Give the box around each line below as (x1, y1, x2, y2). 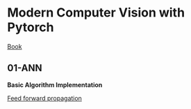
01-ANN (7, 62, 43, 74)
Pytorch (7, 19, 54, 35)
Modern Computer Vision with (7, 5, 185, 21)
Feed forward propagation (7, 94, 82, 102)
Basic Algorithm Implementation (7, 81, 103, 89)
